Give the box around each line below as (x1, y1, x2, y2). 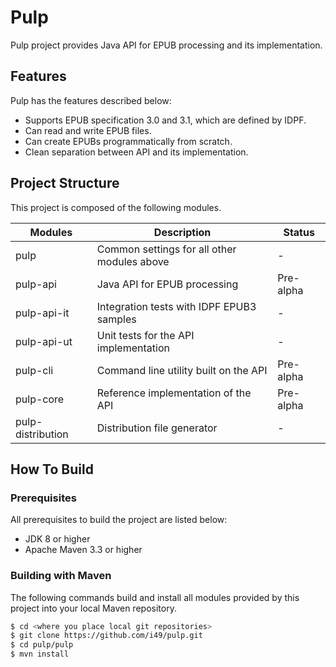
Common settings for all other (96, 242, 237, 256)
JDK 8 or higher (24, 533, 91, 545)
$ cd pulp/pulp (10, 640, 74, 650)
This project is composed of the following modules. (10, 201, 222, 213)
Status (283, 225, 315, 239)
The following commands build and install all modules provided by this (10, 591, 300, 603)
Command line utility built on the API (96, 363, 268, 377)
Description (153, 225, 212, 239)
